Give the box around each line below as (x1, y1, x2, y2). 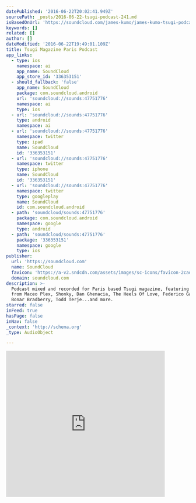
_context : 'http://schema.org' (6, 324, 82, 330)
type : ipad (16, 139, 43, 145)
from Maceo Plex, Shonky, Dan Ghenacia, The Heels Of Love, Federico (11, 291, 184, 297)
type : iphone (16, 166, 48, 173)
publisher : (6, 253, 33, 259)
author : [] (6, 36, 33, 42)
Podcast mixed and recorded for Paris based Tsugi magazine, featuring (11, 286, 190, 292)
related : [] (6, 30, 35, 36)
